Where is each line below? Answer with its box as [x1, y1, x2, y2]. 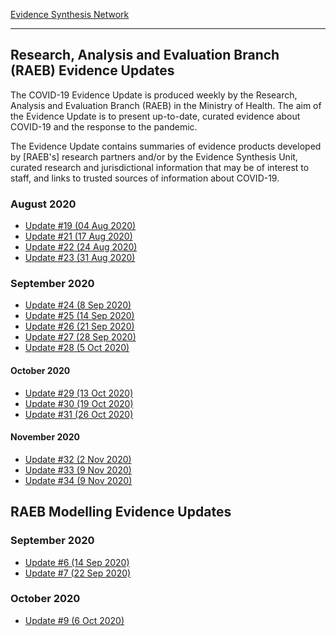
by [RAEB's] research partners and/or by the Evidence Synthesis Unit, [10, 150, 298, 163]
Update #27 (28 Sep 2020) [24, 331, 137, 343]
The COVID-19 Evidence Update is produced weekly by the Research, [10, 89, 298, 101]
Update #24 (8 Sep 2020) [24, 299, 132, 311]
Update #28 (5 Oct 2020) [24, 342, 130, 354]
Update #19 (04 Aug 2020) [24, 220, 137, 232]
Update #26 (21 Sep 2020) [24, 320, 135, 333]
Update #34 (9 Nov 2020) [24, 474, 133, 486]
